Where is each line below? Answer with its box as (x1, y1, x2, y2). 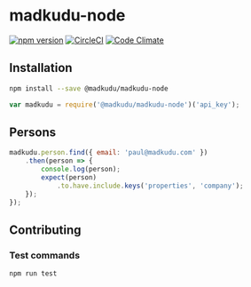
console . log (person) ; (41, 165, 122, 174)
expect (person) (41, 172, 98, 182)
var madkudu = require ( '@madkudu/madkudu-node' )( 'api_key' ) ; (9, 100, 240, 109)
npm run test (9, 269, 58, 278)
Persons (9, 124, 56, 140)
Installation (9, 60, 73, 76)
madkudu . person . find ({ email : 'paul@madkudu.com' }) (9, 148, 208, 157)
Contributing (9, 222, 82, 237)
